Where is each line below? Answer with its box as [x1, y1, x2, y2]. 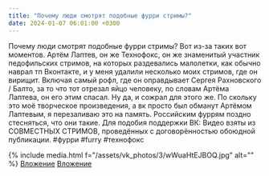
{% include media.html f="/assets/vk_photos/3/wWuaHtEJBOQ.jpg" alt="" [8, 150, 255, 160]
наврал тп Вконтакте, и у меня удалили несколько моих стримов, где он [8, 66, 259, 76]
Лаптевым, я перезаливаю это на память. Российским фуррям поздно [8, 109, 251, 118]
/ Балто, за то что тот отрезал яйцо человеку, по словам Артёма [8, 83, 230, 93]
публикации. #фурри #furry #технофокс [8, 134, 145, 144]
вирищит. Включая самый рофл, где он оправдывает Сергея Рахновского [8, 75, 262, 85]
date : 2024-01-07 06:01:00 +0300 [8, 19, 120, 27]
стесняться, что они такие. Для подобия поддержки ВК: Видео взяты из [8, 118, 256, 127]
